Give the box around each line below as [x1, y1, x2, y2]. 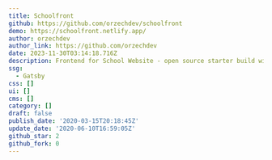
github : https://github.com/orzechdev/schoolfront [8, 19, 183, 27]
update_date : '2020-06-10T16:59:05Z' [8, 124, 136, 133]
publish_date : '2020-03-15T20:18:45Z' [8, 117, 139, 125]
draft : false [8, 110, 53, 118]
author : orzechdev [8, 34, 70, 43]
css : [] [8, 79, 35, 87]
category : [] [8, 102, 53, 110]
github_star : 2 [8, 132, 60, 140]
